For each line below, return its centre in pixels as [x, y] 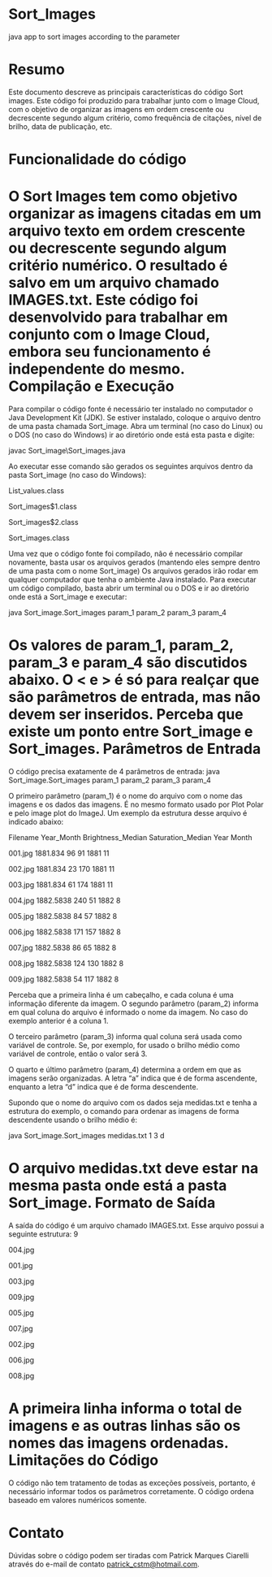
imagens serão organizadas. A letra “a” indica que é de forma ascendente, [133, 1078]
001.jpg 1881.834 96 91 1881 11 [59, 853]
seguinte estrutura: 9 [43, 1234]
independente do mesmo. [97, 369]
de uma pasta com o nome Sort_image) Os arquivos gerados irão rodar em [133, 571]
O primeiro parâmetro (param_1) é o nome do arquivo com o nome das [126, 795]
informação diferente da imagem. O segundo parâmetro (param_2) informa [134, 1003]
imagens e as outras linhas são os [125, 1426]
